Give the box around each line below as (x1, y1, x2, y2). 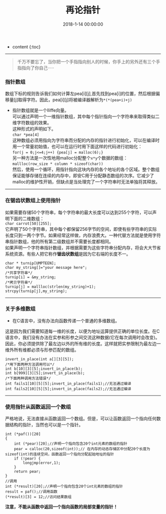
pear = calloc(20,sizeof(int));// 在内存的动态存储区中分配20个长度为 (14, 447, 151, 452)
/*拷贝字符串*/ (5, 280, 33, 285)
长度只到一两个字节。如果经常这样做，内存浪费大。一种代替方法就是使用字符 (5, 232, 161, 238)
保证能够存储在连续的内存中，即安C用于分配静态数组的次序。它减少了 (12, 173, 155, 179)
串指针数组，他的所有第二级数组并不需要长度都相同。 (5, 238, 114, 244)
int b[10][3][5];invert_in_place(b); (5, 366, 83, 371)
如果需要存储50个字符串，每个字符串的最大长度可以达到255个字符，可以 (5, 209, 153, 215)
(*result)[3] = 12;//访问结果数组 (5, 495, 72, 500)
